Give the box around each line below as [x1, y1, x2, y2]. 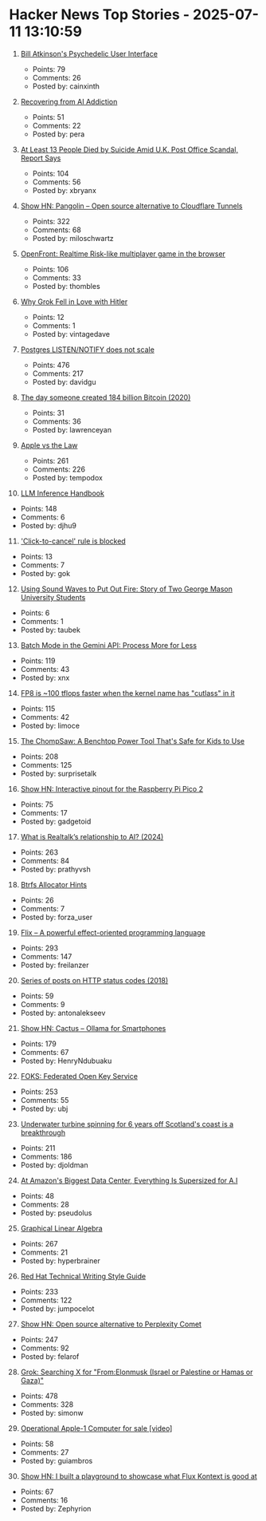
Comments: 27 [20, 1447, 69, 1457]
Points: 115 [20, 704, 56, 713]
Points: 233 [20, 1286, 59, 1296]
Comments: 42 [20, 712, 70, 721]
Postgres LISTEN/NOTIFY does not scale [20, 345, 155, 354]
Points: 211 [20, 1143, 56, 1152]
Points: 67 [20, 1487, 54, 1496]
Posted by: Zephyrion [20, 1503, 92, 1513]
